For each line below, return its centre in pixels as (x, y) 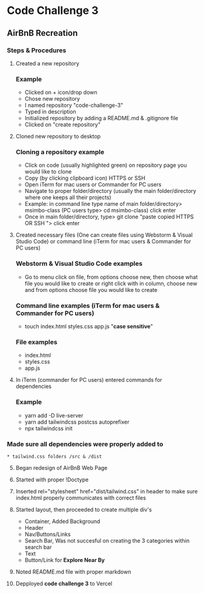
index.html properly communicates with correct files (81, 498)
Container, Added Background (62, 521)
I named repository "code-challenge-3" (74, 105)
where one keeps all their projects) (68, 197)
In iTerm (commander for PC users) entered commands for (89, 380)
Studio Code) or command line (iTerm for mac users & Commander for (103, 242)
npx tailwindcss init (49, 428)
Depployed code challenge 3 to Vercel (64, 583)
